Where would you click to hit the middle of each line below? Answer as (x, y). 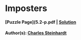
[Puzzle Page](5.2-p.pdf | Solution (41, 22)
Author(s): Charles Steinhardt (36, 33)
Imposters (26, 8)
